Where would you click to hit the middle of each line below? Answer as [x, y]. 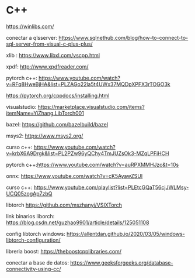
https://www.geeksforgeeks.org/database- [121, 262]
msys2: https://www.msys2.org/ [45, 136]
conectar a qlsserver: [32, 37]
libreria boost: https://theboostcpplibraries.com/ [64, 251]
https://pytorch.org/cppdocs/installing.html [58, 95]
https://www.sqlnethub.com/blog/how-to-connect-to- [123, 37]
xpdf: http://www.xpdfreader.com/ [47, 66]
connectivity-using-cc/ [34, 269]
